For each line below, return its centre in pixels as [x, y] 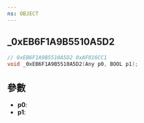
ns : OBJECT [23, 14]
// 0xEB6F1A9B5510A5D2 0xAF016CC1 [57, 58]
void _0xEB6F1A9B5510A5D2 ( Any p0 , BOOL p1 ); [73, 64]
